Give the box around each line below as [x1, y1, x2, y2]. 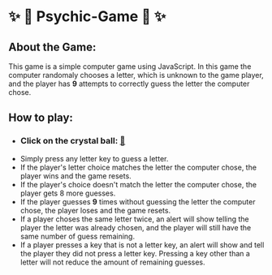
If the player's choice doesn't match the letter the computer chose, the [19, 179, 257, 189]
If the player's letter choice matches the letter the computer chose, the [19, 162, 257, 172]
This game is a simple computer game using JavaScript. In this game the [8, 62, 252, 71]
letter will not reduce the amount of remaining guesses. [19, 257, 205, 267]
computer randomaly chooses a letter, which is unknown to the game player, [8, 71, 264, 79]
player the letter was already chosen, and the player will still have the [19, 222, 252, 232]
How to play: [8, 111, 73, 125]
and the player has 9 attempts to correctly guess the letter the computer [8, 79, 250, 88]
